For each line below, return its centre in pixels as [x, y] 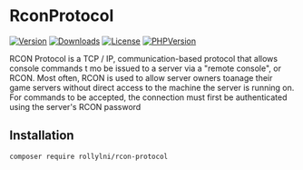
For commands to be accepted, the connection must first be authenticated [148, 97]
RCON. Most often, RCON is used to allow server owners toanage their [141, 77]
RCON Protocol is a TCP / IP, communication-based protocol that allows [144, 58]
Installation [42, 136]
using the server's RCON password [75, 106]
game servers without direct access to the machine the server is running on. [152, 87]
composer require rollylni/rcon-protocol [89, 156]
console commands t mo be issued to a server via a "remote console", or [145, 68]
